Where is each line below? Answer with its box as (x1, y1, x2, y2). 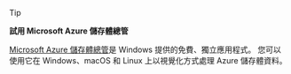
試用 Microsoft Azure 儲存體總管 (9, 26, 129, 36)
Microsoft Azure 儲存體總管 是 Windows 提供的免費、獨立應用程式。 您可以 (9, 44, 282, 55)
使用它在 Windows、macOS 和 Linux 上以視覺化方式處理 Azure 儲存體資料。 (9, 55, 287, 65)
